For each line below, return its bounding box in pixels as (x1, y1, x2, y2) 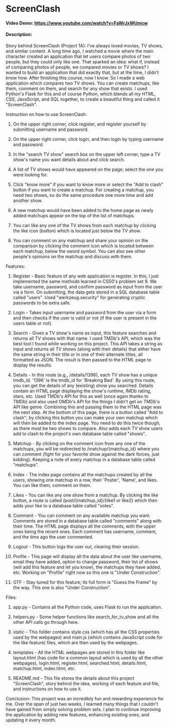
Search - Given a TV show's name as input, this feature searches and (13, 330, 156, 336)
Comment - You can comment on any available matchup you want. (13, 512, 151, 519)
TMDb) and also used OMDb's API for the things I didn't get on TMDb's (13, 398, 160, 404)
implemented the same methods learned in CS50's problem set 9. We (13, 278, 157, 284)
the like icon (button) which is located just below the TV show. (13, 228, 141, 234)
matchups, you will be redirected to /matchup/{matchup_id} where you (13, 446, 159, 452)
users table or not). (13, 320, 53, 326)
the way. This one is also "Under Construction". (13, 585, 111, 591)
